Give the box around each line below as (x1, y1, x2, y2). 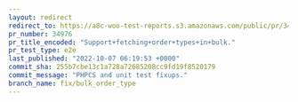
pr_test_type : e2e (8, 46, 77, 55)
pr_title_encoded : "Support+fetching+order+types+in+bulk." (8, 37, 237, 47)
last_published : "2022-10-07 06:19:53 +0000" (8, 54, 180, 63)
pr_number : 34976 (8, 29, 73, 38)
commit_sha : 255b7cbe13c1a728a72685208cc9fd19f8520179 (8, 63, 216, 72)
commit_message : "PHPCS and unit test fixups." (8, 71, 189, 80)
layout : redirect (8, 12, 73, 22)
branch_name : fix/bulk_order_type (8, 79, 137, 88)
